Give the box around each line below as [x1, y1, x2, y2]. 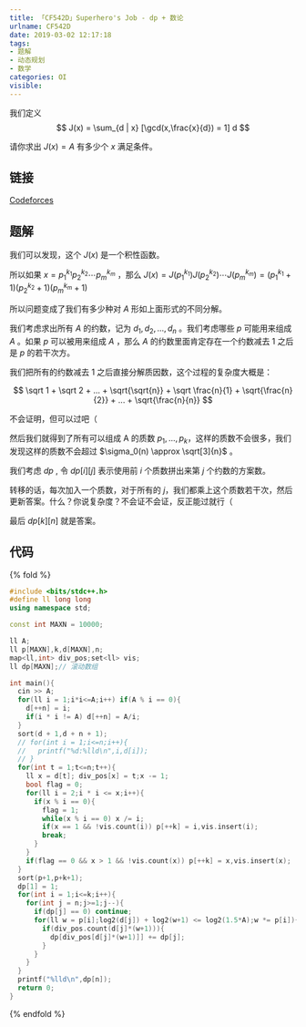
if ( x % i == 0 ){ [33, 796, 96, 806]
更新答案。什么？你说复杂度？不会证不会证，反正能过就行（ [9, 496, 233, 507]
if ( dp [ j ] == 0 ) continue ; [33, 908, 132, 917]
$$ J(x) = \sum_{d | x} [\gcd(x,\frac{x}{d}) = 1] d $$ [56, 122, 250, 133]
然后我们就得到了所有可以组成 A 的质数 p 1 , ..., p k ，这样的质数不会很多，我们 [9, 432, 291, 446]
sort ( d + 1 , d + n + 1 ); [17, 729, 107, 738]
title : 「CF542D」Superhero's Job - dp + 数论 [9, 13, 184, 23]
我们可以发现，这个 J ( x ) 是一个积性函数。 [9, 250, 165, 261]
